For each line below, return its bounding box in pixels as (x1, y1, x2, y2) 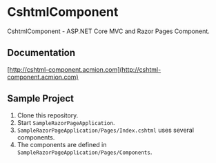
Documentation (7, 47, 76, 59)
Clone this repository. (17, 111, 79, 119)
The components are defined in (17, 140, 107, 148)
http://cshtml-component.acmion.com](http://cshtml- (9, 65, 161, 73)
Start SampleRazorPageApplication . (17, 118, 115, 126)
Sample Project (7, 93, 75, 104)
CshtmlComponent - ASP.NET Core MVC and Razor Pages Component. (7, 27, 210, 35)
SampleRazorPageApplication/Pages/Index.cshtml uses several (17, 126, 195, 134)
